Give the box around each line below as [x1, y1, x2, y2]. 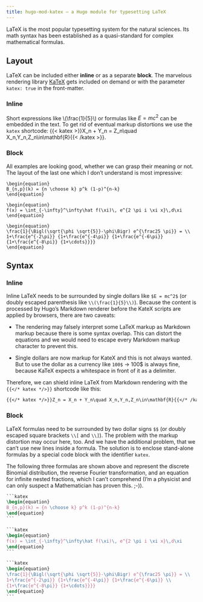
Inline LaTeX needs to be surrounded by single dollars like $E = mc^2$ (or [6, 293, 187, 300]
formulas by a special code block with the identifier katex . [6, 451, 150, 458]
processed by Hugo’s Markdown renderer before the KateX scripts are [6, 305, 181, 312]
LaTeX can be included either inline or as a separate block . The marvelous [6, 72, 192, 79]
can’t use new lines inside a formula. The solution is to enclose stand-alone [6, 444, 194, 451]
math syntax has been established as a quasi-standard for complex [6, 31, 174, 39]
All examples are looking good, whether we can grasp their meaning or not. [6, 163, 194, 170]
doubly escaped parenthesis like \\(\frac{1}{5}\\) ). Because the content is [6, 299, 196, 306]
